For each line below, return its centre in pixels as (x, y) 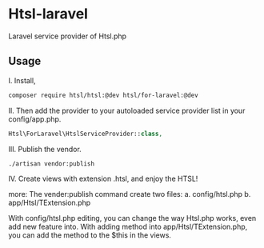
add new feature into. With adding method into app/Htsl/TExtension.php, (128, 227)
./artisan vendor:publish (51, 164)
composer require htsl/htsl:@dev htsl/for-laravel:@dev (103, 95)
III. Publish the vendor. (45, 149)
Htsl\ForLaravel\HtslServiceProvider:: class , (85, 134)
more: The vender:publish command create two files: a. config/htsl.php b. (130, 194)
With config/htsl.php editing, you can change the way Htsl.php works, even (132, 218)
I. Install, (22, 80)
